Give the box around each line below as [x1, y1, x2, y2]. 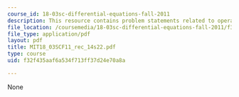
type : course [7, 51, 46, 58]
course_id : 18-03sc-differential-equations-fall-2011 [7, 10, 171, 18]
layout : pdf [7, 37, 43, 44]
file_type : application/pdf [7, 30, 91, 38]
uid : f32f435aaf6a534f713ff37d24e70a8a [7, 57, 126, 64]
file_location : [7, 24, 53, 31]
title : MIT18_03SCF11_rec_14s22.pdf [7, 44, 116, 51]
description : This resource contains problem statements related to [7, 17, 215, 24]
